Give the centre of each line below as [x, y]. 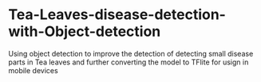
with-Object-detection [85, 31]
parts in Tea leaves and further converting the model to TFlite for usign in [129, 62]
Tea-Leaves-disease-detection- [117, 15]
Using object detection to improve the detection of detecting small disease [131, 53]
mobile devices [33, 70]
